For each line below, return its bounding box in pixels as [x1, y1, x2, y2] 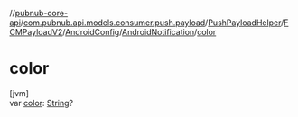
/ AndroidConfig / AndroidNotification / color [61, 27, 217, 37]
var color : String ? [9, 97, 74, 108]
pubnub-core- [14, 8, 69, 18]
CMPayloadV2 [9, 27, 63, 37]
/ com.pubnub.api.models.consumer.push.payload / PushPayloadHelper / [20, 17, 284, 28]
